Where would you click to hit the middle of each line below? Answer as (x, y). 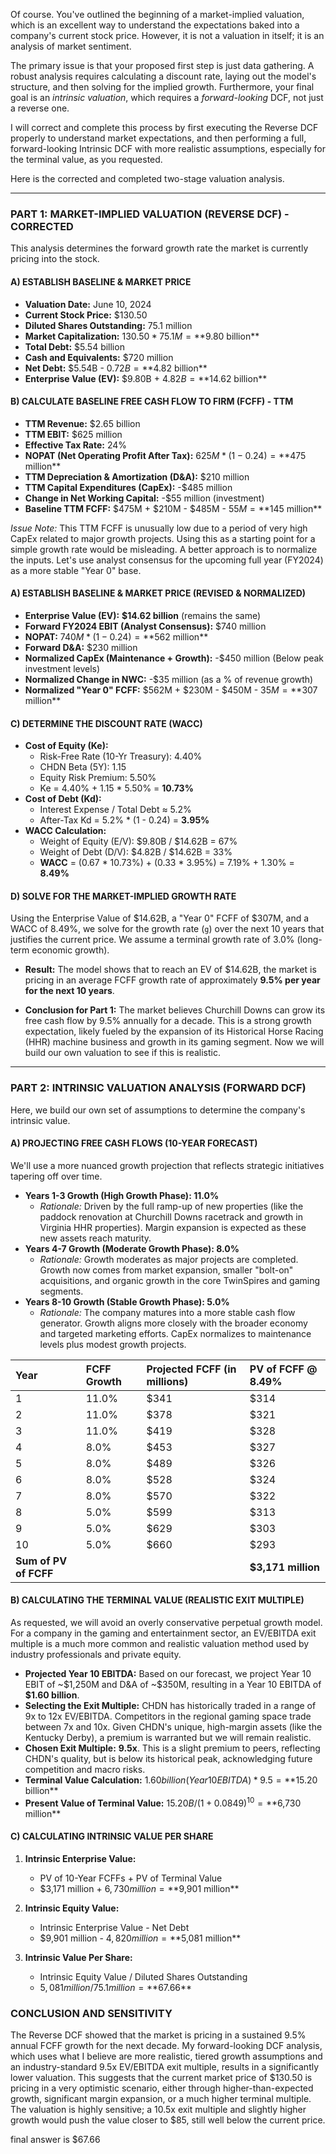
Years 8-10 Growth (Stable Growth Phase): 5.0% (127, 1301)
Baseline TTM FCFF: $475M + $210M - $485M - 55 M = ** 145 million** (173, 508)
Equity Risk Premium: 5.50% (98, 778)
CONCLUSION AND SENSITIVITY (91, 2013)
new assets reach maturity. (95, 1238)
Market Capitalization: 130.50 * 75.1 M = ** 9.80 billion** (142, 336)
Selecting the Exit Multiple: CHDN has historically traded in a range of (170, 1706)
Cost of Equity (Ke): (66, 746)
